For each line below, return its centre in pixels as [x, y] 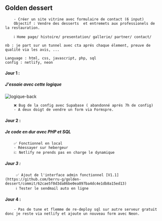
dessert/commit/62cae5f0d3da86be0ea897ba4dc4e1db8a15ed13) [66, 184]
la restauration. [23, 28]
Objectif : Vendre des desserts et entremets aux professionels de [84, 23]
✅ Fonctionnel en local [38, 143]
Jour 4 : [13, 199]
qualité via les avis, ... [32, 50]
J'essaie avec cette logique [33, 84]
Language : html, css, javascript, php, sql [51, 58]
